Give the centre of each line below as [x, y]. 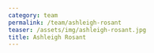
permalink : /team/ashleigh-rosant [65, 23]
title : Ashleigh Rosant [47, 37]
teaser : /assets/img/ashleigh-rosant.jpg [77, 30]
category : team [33, 15]
